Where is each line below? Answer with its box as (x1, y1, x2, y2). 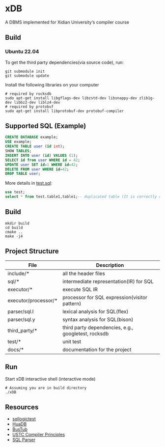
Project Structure (5, 247, 59, 255)
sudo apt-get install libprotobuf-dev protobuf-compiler (5, 109, 124, 113)
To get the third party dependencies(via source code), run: (5, 59, 124, 65)
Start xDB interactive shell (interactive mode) (5, 376, 96, 382)
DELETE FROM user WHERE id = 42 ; (5, 167, 69, 172)
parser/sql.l (7, 308, 34, 315)
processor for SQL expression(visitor (62, 294, 148, 301)
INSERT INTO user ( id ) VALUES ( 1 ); (5, 153, 78, 158)
